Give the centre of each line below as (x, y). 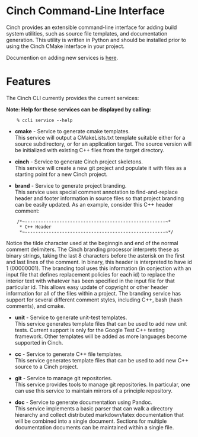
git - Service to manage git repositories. (63, 378)
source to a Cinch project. (46, 367)
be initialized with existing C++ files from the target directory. (90, 150)
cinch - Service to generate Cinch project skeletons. (79, 162)
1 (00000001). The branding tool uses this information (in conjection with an (99, 268)
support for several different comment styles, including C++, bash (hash (94, 300)
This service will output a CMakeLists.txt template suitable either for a (100, 137)
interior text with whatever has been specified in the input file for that (90, 281)
